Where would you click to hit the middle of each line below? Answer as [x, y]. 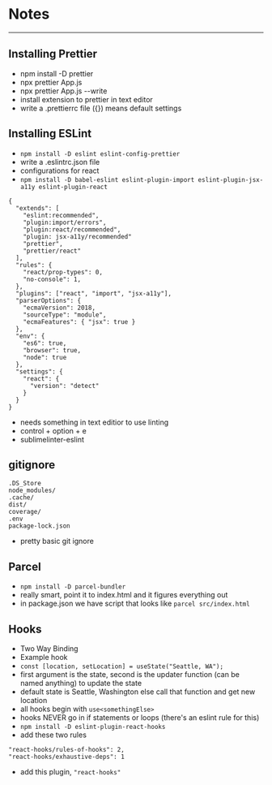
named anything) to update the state [81, 683]
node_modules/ [32, 491]
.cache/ [21, 498]
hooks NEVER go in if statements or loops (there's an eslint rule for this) [140, 718]
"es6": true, [45, 343]
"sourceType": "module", [65, 315]
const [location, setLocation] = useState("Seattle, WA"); [122, 666]
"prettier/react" [52, 251]
